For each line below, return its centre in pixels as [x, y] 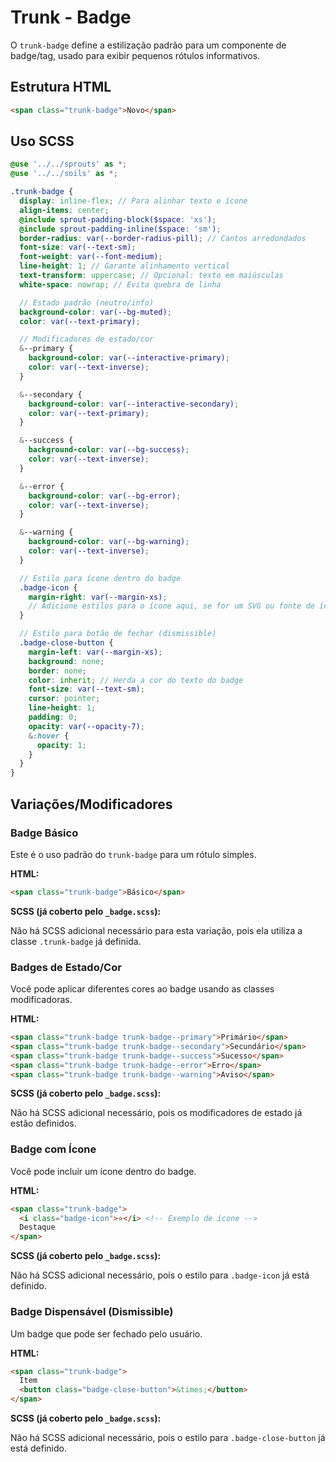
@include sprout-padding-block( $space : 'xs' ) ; [118, 219]
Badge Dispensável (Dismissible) [92, 1312]
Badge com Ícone [53, 1149]
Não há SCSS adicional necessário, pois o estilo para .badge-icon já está [160, 1275]
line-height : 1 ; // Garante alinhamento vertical [124, 266]
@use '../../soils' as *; [64, 174]
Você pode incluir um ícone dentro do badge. [103, 1171]
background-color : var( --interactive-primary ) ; [129, 358]
